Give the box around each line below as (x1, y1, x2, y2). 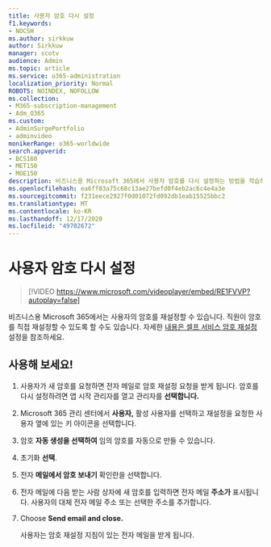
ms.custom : (8, 117, 45, 125)
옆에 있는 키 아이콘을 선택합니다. (35, 418, 137, 428)
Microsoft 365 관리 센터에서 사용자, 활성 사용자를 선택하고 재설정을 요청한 (19, 408, 254, 418)
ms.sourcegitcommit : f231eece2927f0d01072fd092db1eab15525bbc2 (8, 191, 226, 200)
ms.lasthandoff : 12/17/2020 (8, 215, 103, 223)
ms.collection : (8, 95, 60, 103)
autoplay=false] (27, 296, 81, 305)
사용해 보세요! (8, 358, 73, 372)
